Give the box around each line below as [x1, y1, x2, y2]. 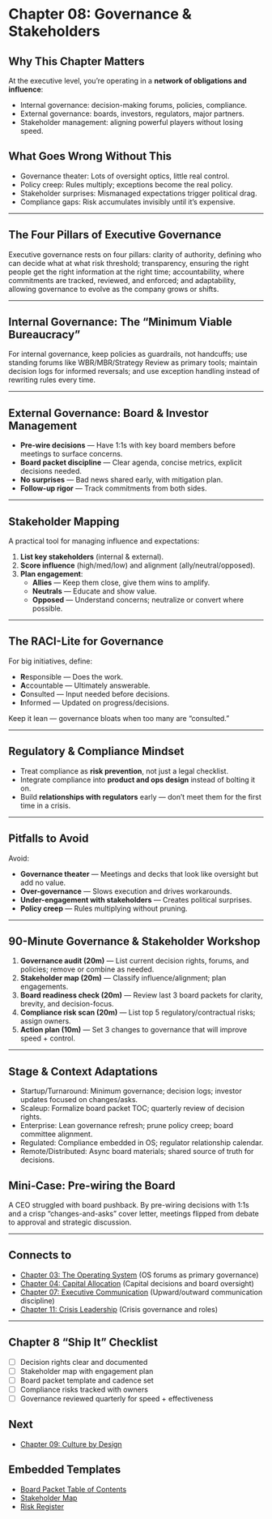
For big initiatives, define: [8, 656, 93, 666]
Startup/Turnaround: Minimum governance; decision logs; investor [19, 1086, 242, 1096]
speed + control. [19, 1033, 75, 1043]
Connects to [8, 1248, 72, 1262]
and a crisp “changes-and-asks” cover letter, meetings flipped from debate [8, 1208, 259, 1218]
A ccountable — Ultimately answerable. [19, 680, 151, 690]
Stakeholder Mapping [8, 514, 120, 528]
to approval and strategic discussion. [8, 1217, 132, 1227]
